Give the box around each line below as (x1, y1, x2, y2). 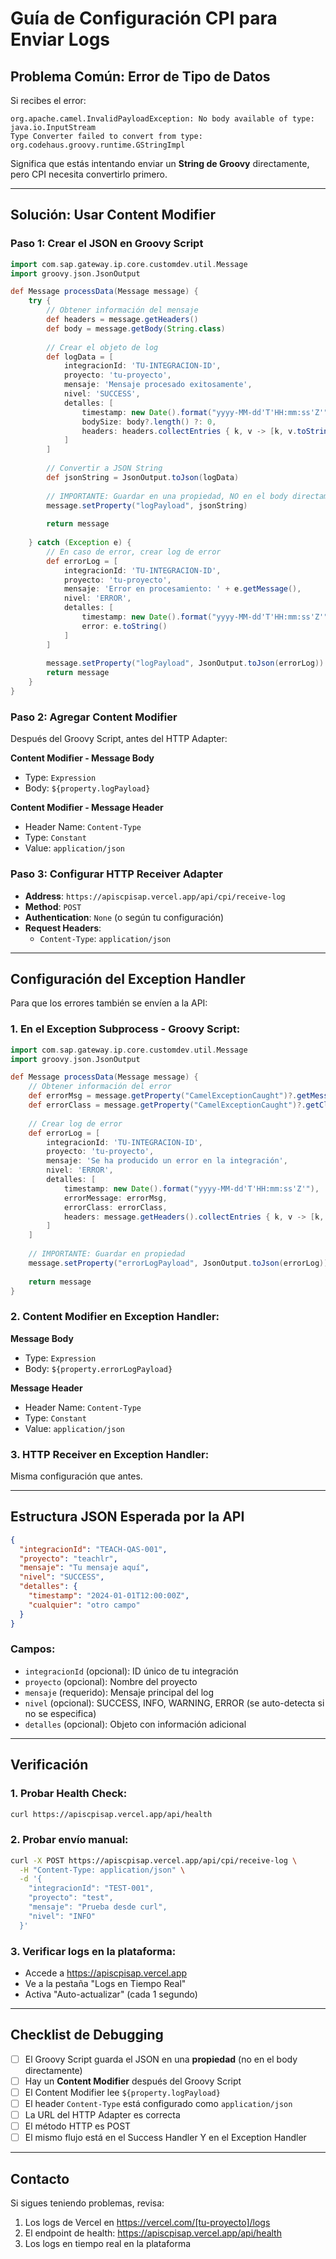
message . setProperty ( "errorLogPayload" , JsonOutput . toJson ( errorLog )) (28, 1258, 329, 1268)
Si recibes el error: (10, 95, 87, 106)
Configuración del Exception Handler (10, 970, 246, 987)
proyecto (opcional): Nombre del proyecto (24, 1675, 198, 1687)
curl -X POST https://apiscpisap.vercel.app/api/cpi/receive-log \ (10, 1855, 298, 1866)
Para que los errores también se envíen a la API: (10, 997, 208, 1009)
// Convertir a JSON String (46, 463, 163, 474)
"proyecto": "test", (28, 1893, 114, 1903)
